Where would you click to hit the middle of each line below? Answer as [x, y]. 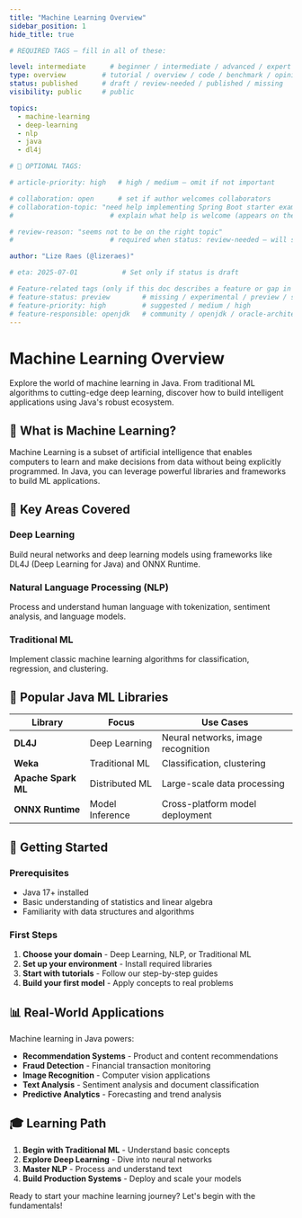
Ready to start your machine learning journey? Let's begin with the [133, 1196]
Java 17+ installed [55, 892]
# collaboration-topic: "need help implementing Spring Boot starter [142, 207]
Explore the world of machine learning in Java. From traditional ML [133, 383]
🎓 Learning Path [58, 1124]
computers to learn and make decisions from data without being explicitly [145, 462]
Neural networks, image [212, 738]
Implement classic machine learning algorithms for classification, [129, 659]
